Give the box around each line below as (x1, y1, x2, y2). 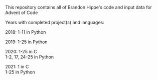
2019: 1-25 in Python (5, 39, 48, 45)
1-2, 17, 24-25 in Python (5, 54, 54, 60)
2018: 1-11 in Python (5, 29, 46, 35)
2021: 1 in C (5, 64, 29, 69)
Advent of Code (5, 10, 38, 16)
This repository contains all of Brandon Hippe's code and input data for (5, 5, 152, 10)
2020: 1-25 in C (5, 49, 37, 54)
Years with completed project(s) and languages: (5, 20, 104, 25)
